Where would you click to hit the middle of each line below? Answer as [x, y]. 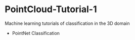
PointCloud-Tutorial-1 [51, 9]
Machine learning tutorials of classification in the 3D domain [67, 23]
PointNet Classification [36, 33]
